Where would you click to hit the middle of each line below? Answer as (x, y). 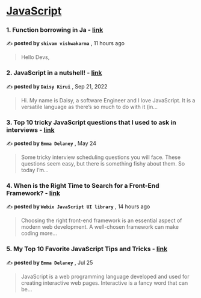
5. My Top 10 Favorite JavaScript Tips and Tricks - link (87, 249)
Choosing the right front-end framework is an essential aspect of (101, 220)
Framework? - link (33, 193)
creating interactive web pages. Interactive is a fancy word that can (104, 283)
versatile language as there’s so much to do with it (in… (89, 107)
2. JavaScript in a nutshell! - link (54, 73)
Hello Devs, (35, 57)
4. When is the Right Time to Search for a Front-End (83, 186)
